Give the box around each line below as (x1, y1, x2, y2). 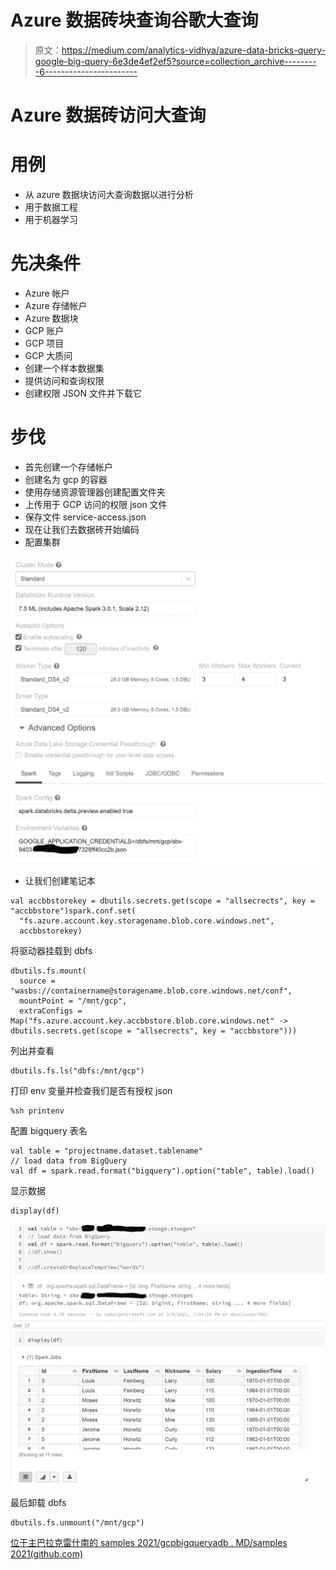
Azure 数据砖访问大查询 (10, 104, 207, 127)
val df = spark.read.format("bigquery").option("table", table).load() (10, 1166, 315, 1176)
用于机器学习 (24, 214, 78, 226)
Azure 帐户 (24, 287, 70, 299)
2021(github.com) (10, 1547, 84, 1560)
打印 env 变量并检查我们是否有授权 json (10, 1085, 173, 1097)
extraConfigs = (19, 1006, 83, 1016)
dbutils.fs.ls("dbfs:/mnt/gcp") (10, 1066, 145, 1076)
